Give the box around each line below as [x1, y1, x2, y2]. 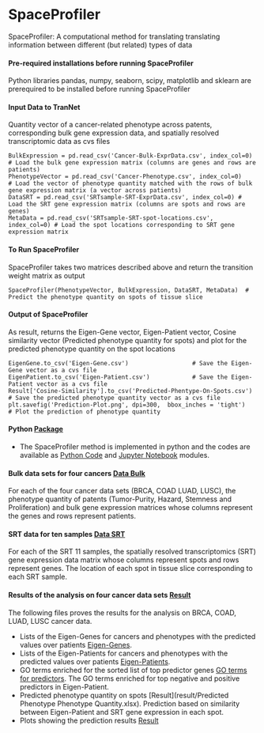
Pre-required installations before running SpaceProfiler [8, 58, 194, 68]
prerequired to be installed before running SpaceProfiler [8, 85, 191, 94]
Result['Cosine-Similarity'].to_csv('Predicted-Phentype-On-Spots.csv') [8, 387, 253, 395]
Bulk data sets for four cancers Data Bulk [8, 468, 146, 478]
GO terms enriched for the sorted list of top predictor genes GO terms [19, 665, 247, 674]
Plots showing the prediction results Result [19, 716, 160, 725]
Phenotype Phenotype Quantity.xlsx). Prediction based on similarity [19, 698, 240, 708]
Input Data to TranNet [8, 102, 81, 111]
